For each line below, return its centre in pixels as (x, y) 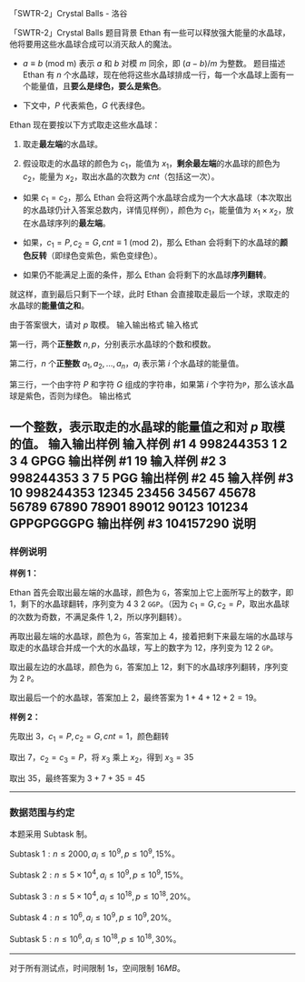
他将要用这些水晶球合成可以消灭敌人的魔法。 (93, 44)
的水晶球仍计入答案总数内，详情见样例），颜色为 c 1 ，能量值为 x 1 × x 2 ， (154, 211)
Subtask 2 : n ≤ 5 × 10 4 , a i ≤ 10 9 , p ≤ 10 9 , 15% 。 (99, 875)
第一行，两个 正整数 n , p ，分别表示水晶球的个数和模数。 (113, 344)
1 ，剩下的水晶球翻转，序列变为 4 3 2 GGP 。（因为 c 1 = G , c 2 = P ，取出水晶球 (150, 605)
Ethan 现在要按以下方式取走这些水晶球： (85, 125)
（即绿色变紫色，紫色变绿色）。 (104, 255)
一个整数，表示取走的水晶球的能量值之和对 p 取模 (148, 427)
